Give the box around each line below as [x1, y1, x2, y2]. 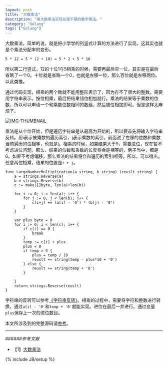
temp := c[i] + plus [23, 240, 66, 245]
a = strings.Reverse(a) [14, 174, 64, 179]
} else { [23, 261, 41, 267]
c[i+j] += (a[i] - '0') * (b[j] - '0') [31, 200, 115, 205]
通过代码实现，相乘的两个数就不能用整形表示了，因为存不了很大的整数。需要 [5, 89, 163, 95]
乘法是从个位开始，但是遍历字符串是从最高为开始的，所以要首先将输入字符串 [5, 128, 163, 134]
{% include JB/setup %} [5, 356, 55, 362]
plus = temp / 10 [31, 253, 68, 258]
